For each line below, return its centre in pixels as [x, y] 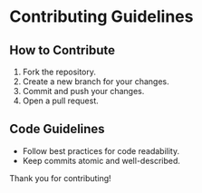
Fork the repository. [59, 72]
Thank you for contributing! [60, 178]
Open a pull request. [61, 101]
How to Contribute [63, 50]
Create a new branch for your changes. [96, 82]
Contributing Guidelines [101, 17]
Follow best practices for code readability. [101, 150]
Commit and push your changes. [83, 91]
